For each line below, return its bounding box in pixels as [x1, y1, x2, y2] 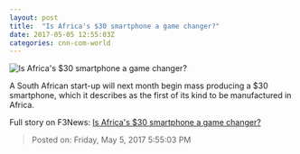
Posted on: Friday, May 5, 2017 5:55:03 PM [31, 134, 192, 145]
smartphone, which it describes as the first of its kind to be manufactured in [9, 90, 292, 101]
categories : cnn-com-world [9, 38, 111, 48]
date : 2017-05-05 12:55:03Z [9, 30, 116, 39]
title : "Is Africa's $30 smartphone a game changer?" [9, 22, 220, 31]
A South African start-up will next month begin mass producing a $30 [9, 80, 268, 91]
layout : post [9, 13, 59, 23]
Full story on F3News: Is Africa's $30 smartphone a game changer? [9, 117, 262, 128]
